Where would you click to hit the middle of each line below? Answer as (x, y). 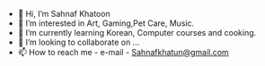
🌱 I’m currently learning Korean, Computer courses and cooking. (137, 33)
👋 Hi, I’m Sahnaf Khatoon (64, 14)
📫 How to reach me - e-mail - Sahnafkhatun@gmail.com (123, 52)
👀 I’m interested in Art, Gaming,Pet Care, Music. (106, 23)
